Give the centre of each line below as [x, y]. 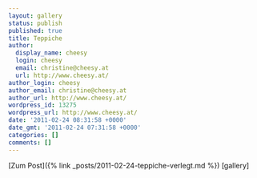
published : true [35, 30]
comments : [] [30, 142]
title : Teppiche [35, 38]
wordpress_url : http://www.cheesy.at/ [73, 113]
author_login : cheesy [44, 83]
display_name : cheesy [52, 53]
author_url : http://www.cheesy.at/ [68, 98]
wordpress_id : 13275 [43, 105]
